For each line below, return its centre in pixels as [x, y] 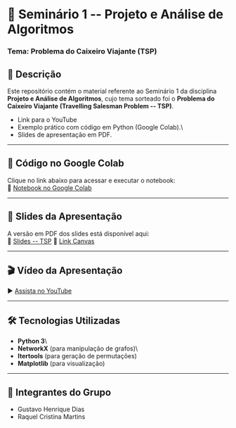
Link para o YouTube [47, 120]
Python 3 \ [32, 341]
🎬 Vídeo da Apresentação [65, 270]
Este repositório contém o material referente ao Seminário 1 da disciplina [112, 91]
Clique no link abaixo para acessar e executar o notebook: [91, 180]
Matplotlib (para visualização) [61, 364]
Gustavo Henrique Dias [51, 409]
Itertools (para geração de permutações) [77, 356]
